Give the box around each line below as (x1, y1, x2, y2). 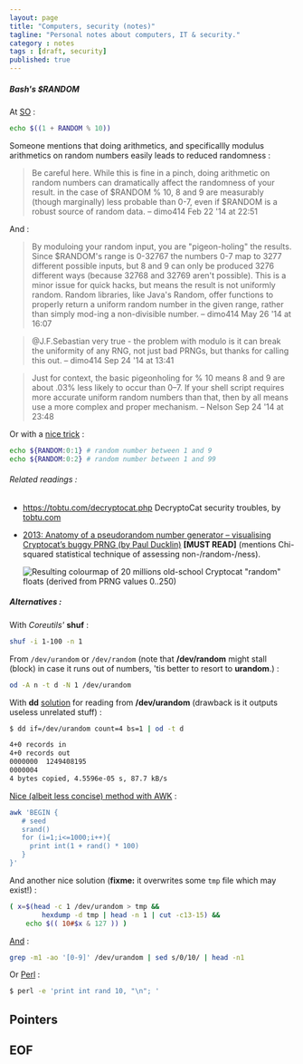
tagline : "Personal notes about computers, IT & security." (9, 30, 241, 39)
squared (22, 548, 54, 559)
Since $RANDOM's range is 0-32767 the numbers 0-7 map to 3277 (31, 250, 282, 261)
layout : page (9, 13, 59, 23)
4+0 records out (9, 749, 71, 758)
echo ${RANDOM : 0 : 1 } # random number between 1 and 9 (9, 446, 213, 455)
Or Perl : (9, 969, 41, 980)
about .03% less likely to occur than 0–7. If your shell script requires (31, 382, 285, 392)
